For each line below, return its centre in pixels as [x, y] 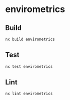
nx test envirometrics [29, 66]
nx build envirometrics [30, 39]
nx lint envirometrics [29, 94]
